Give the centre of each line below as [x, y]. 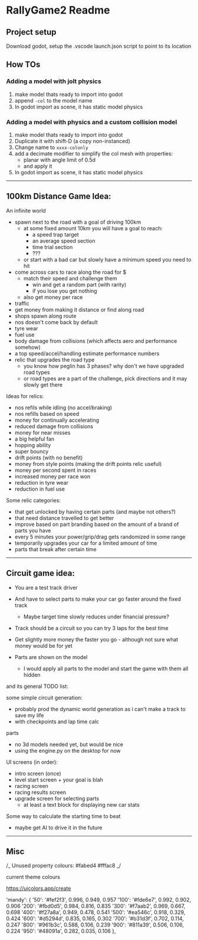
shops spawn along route [45, 316]
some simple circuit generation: [44, 697]
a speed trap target [56, 234]
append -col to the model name [53, 100]
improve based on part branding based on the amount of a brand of [97, 524]
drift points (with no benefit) [49, 458]
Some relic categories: [33, 500]
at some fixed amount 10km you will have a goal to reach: [93, 228]
